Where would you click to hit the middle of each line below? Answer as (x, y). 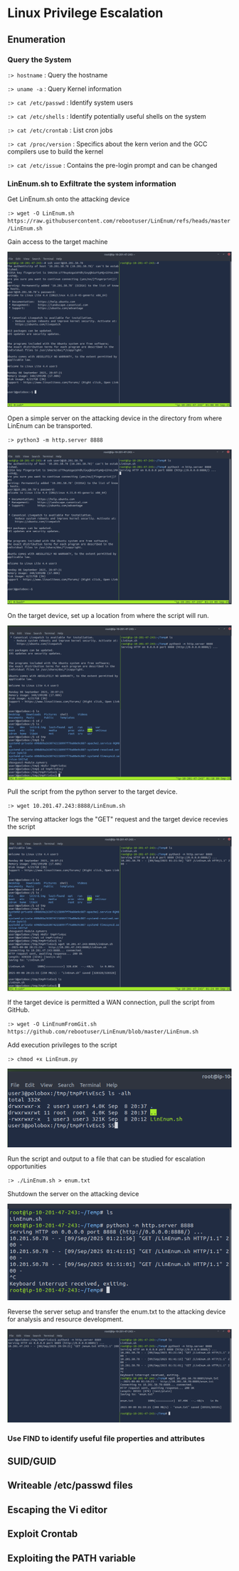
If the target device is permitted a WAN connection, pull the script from (111, 1002)
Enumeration (37, 39)
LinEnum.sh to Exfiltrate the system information (92, 183)
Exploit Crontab (43, 1534)
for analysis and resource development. (65, 1319)
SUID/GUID (32, 1462)
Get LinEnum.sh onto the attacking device (69, 199)
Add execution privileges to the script (62, 1045)
